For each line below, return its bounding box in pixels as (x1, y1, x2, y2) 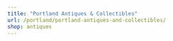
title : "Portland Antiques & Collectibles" (7, 10, 138, 17)
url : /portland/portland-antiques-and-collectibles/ (7, 17, 167, 24)
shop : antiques (7, 23, 52, 30)
